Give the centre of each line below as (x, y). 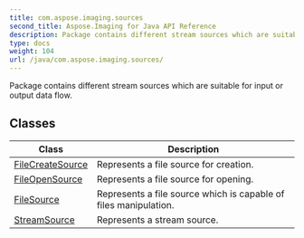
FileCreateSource (51, 164)
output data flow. (41, 95)
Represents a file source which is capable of (190, 194)
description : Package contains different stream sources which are (139, 34)
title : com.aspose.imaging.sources (76, 18)
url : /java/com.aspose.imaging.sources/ (87, 60)
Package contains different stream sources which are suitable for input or (146, 86)
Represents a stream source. (157, 220)
